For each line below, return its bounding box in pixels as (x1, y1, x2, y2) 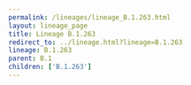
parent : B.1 (8, 54, 52, 63)
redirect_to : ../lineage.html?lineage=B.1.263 (8, 37, 183, 47)
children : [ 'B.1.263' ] (8, 63, 92, 72)
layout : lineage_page (8, 21, 88, 30)
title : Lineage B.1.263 (8, 29, 96, 38)
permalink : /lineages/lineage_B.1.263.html (8, 12, 172, 22)
